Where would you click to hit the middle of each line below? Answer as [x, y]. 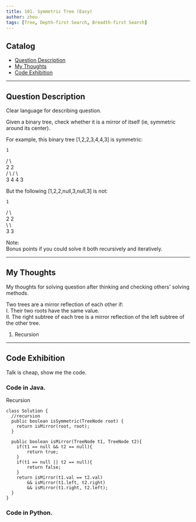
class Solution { [27, 411]
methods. [17, 293]
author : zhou [22, 17]
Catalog [21, 46]
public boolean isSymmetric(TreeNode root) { [68, 421]
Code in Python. [29, 513]
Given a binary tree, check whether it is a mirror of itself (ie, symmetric [91, 122]
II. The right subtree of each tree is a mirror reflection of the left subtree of [95, 317]
